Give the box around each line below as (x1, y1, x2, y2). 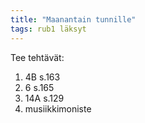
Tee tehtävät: (10, 51, 65, 63)
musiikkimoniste (24, 102, 92, 115)
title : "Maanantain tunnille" (10, 14, 137, 25)
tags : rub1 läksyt (10, 24, 87, 34)
